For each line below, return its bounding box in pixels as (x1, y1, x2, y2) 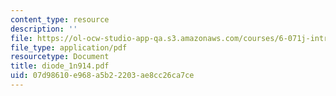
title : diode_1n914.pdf (10, 61, 110, 71)
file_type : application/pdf (10, 42, 128, 53)
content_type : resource (10, 14, 110, 25)
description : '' (10, 24, 78, 34)
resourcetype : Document (10, 52, 110, 62)
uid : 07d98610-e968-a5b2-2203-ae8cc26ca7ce (10, 71, 195, 81)
